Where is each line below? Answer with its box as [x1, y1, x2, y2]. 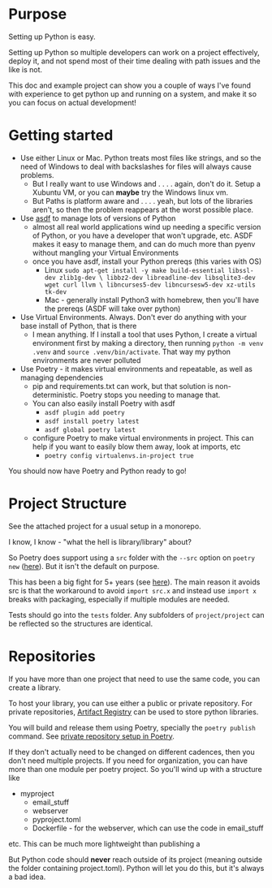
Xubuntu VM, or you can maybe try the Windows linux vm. [32, 188, 229, 197]
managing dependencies [19, 373, 104, 382]
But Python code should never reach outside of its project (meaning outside [8, 854, 263, 864]
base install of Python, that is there [19, 321, 137, 330]
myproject [19, 788, 54, 798]
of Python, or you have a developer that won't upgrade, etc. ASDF [32, 231, 253, 240]
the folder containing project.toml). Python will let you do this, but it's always [8, 863, 265, 873]
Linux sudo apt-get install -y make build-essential [44, 265, 225, 274]
